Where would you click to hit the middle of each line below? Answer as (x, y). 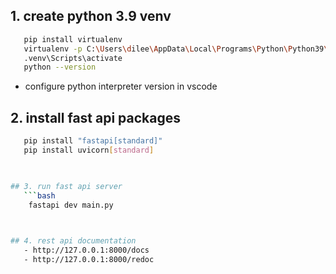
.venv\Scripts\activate (73, 58)
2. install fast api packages (95, 117)
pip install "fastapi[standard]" (93, 141)
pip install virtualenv (73, 39)
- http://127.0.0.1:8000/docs (86, 250)
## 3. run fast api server (66, 186)
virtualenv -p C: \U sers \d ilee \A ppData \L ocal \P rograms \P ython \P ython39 (174, 49)
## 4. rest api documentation (73, 241)
